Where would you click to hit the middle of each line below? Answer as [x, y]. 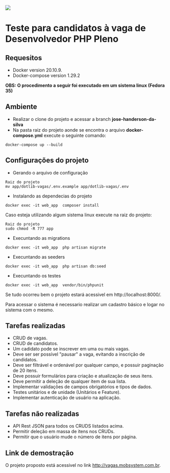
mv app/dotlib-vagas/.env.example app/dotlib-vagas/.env [67, 186]
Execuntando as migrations [41, 238]
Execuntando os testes [37, 276]
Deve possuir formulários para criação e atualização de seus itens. [83, 376]
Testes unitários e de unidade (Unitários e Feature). [67, 392]
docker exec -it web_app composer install [52, 205]
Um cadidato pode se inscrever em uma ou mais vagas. [71, 349]
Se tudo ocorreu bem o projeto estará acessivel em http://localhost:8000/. [83, 294]
